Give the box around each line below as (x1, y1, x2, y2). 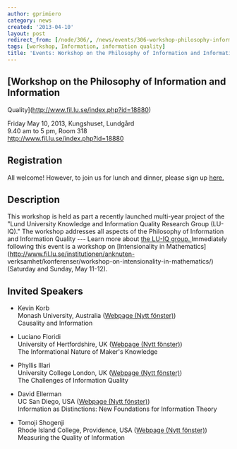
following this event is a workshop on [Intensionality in (7, 242, 165, 251)
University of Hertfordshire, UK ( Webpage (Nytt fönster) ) (17, 340, 183, 349)
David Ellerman (17, 390, 62, 398)
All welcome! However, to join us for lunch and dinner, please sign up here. (7, 173, 224, 182)
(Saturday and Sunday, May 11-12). (7, 265, 108, 273)
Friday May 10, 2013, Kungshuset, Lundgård (7, 119, 135, 128)
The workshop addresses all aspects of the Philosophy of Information (21, 227, 224, 236)
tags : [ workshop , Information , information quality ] (7, 43, 166, 50)
